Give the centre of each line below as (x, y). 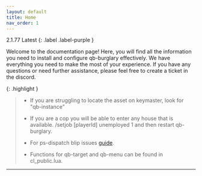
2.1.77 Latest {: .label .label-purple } (50, 40)
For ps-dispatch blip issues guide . (72, 143)
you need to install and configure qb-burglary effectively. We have (88, 58)
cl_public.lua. (46, 161)
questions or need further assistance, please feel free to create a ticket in (97, 71)
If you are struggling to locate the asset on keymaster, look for (107, 100)
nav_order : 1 (23, 23)
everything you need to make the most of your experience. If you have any (99, 64)
